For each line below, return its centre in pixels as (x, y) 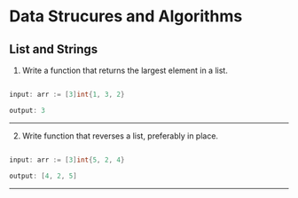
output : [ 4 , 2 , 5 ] (43, 176)
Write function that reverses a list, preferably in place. (120, 136)
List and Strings (54, 49)
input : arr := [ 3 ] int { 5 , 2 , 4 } (67, 160)
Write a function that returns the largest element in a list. (125, 70)
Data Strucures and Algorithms (126, 16)
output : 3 (27, 110)
